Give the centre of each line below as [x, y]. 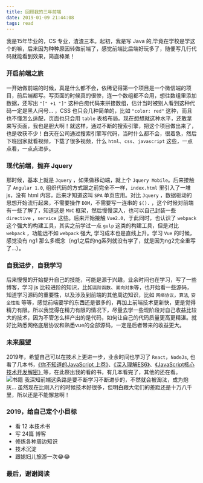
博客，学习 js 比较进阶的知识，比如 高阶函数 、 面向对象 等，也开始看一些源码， [99, 287]
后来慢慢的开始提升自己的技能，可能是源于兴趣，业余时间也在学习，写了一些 [101, 280]
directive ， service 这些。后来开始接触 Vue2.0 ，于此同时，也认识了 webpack [101, 218]
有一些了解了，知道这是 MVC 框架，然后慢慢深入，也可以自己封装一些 [91, 210]
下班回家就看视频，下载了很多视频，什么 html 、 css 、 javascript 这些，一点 [100, 141]
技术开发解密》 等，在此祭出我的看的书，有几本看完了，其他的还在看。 [94, 372]
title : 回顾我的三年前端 [34, 12]
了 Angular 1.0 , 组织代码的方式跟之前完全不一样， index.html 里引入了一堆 [99, 187]
